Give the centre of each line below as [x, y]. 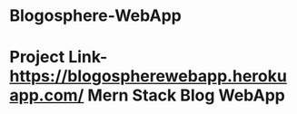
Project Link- [59, 57]
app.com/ [47, 95]
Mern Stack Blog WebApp [187, 95]
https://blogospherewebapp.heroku [148, 76]
